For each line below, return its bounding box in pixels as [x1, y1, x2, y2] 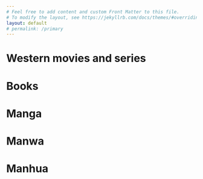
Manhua [6, 162, 48, 175]
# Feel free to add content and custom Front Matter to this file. [6, 8, 180, 15]
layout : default [6, 20, 47, 26]
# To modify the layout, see [6, 14, 80, 20]
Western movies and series [6, 52, 146, 65]
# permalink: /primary [6, 25, 63, 32]
